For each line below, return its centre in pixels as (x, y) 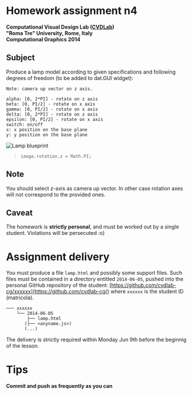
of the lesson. (23, 346)
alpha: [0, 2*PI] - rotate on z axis (52, 99)
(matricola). (20, 298)
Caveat (20, 212)
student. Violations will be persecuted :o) (56, 233)
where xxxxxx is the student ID (147, 292)
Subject (20, 58)
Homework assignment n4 (72, 11)
